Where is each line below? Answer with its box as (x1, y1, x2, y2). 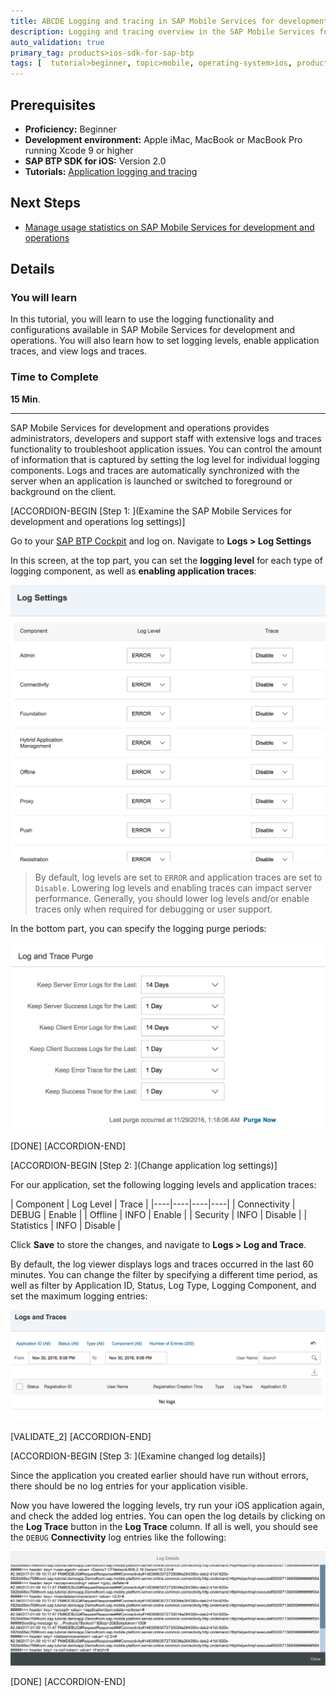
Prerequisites (10, 96, 96, 114)
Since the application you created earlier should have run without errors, (10, 1469, 309, 1481)
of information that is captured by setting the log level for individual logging (10, 453, 320, 465)
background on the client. (10, 485, 117, 497)
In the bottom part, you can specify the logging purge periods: (10, 922, 267, 934)
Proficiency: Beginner (24, 123, 117, 135)
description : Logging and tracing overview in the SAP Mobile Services (10, 26, 315, 37)
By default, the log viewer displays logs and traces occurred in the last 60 (10, 1258, 314, 1270)
